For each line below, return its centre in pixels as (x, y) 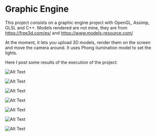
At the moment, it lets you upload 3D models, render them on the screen (78, 42)
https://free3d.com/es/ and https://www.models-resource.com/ (69, 33)
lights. (11, 53)
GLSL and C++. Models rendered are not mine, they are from (66, 27)
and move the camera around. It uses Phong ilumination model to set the (78, 47)
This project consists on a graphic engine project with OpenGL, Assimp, (78, 23)
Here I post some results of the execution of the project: (61, 62)
